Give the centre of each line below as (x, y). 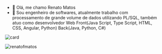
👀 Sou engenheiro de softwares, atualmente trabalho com (70, 13)
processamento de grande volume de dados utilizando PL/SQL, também (84, 18)
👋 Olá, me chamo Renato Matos (44, 7)
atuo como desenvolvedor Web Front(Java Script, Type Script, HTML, (82, 23)
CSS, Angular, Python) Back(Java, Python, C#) (59, 28)
